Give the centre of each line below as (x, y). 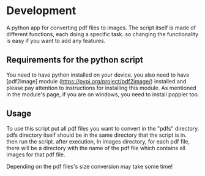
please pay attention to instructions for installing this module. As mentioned (102, 88)
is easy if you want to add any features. (56, 40)
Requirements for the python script (75, 60)
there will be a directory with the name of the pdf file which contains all (96, 148)
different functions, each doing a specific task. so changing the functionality (102, 34)
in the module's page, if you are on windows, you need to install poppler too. (103, 94)
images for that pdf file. (36, 155)
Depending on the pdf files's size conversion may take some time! (90, 166)
